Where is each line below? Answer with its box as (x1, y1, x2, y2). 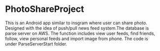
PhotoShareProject (5, 3, 85, 15)
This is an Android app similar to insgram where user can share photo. (5, 20, 148, 26)
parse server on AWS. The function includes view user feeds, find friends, (5, 30, 156, 36)
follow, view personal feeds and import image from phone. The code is (5, 36, 149, 42)
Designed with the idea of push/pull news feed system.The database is (5, 25, 149, 31)
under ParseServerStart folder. (5, 41, 67, 47)
